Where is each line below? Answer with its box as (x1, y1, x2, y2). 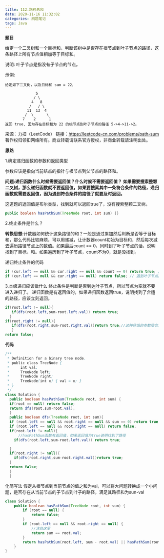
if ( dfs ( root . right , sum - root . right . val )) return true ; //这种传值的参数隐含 (11, 323, 158, 328)
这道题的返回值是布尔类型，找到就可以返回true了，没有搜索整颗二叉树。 (5, 201, 150, 207)
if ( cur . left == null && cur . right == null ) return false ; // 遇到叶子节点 (5, 274, 159, 279)
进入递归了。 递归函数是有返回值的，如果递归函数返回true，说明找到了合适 (5, 289, 156, 295)
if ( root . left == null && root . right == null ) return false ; (9, 424, 137, 429)
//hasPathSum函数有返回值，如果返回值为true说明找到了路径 (18, 433, 126, 438)
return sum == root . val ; (31, 530, 82, 536)
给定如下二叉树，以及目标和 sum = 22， (5, 82, 76, 88)
